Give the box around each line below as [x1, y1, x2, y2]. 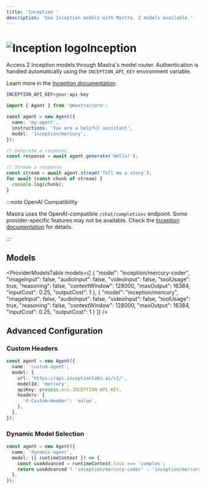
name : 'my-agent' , [12, 119, 59, 126]
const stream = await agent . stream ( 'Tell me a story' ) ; [6, 170, 152, 176]
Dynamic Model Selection [6, 430, 85, 438]
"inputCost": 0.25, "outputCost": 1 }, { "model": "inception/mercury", [6, 289, 179, 296]
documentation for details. [6, 223, 73, 230]
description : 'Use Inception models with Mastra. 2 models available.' [6, 15, 193, 21]
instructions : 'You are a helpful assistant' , [12, 125, 133, 131]
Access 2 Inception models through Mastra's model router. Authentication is [6, 61, 199, 69]
